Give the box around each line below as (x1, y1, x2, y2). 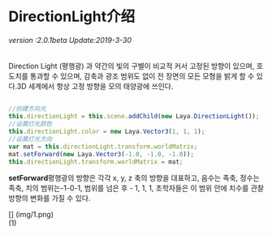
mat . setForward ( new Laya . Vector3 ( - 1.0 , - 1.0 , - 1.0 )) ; (8, 150, 195, 158)
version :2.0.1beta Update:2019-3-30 (8, 35, 132, 45)
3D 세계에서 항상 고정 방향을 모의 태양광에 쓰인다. (16, 82, 174, 92)
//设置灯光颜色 (8, 120, 53, 128)
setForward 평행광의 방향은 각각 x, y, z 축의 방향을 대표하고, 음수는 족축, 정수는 (8, 173, 260, 183)
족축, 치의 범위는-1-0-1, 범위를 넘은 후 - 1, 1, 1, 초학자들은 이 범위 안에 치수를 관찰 (8, 183, 264, 193)
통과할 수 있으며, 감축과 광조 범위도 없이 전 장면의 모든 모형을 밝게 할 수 (29, 71, 255, 81)
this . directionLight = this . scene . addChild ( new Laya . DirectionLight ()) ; (8, 113, 260, 121)
